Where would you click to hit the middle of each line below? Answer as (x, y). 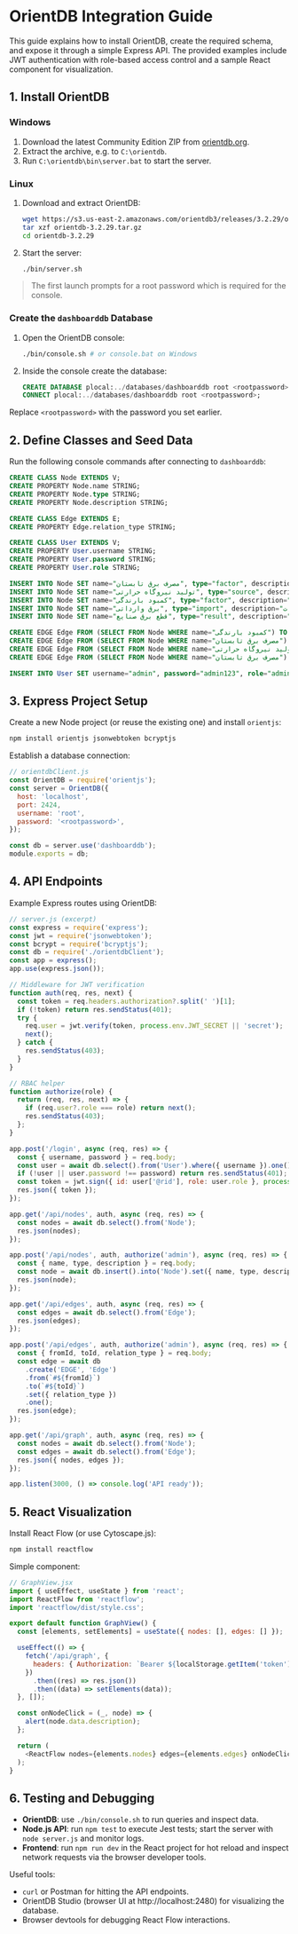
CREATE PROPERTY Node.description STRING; (89, 502)
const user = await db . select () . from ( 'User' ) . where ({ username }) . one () (154, 1165)
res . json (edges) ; (49, 1321)
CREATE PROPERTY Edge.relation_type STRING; (93, 527)
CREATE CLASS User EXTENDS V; (65, 543)
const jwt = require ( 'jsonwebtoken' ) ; (81, 935)
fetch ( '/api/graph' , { (67, 1656)
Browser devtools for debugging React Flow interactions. (126, 1920)
